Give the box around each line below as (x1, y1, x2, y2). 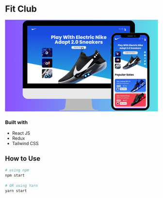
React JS (12, 130, 31, 136)
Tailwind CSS (12, 140, 39, 146)
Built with (5, 119, 28, 126)
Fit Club (5, 3, 37, 15)
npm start (5, 173, 25, 178)
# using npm (5, 168, 29, 173)
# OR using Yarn (5, 183, 38, 188)
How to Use (5, 154, 41, 163)
